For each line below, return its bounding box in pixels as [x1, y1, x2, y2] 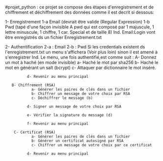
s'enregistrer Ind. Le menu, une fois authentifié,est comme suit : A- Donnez [5, 54, 157, 60]
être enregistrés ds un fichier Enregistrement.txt [5, 34, 102, 40]
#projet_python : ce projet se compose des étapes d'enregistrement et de [5, 4, 154, 10]
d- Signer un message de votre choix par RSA [26, 104, 121, 109]
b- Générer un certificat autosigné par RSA [31, 138, 124, 143]
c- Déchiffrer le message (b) [31, 95, 93, 100]
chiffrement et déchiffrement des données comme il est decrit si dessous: [5, 9, 154, 15]
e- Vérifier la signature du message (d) [26, 113, 113, 117]
